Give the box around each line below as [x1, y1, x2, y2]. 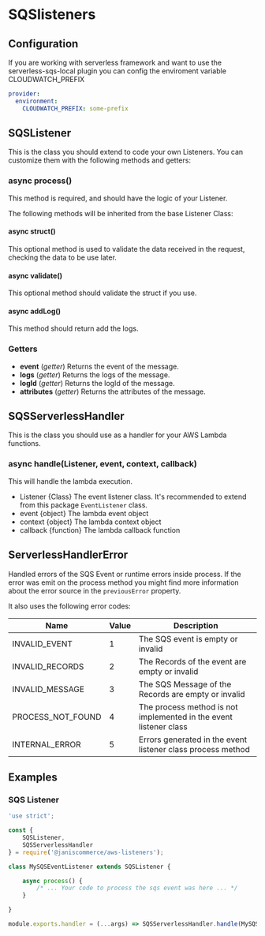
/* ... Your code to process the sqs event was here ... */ [36, 884, 238, 893]
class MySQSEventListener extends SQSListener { [8, 863, 171, 870]
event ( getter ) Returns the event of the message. [19, 361, 179, 371]
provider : [8, 90, 41, 98]
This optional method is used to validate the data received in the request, [8, 244, 245, 253]
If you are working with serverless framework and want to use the [8, 58, 222, 67]
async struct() [8, 227, 56, 236]
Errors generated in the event [138, 734, 247, 745]
